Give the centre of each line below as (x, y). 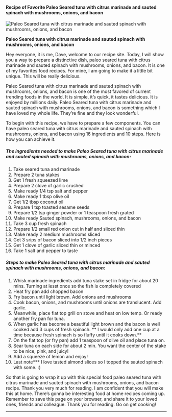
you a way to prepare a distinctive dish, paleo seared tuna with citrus (78, 60)
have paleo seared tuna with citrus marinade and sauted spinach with (79, 129)
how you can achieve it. (31, 139)
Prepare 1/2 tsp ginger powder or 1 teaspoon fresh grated (73, 213)
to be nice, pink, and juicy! (41, 351)
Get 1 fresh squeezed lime (41, 180)
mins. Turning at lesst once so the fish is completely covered (77, 286)
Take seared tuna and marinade (46, 169)
